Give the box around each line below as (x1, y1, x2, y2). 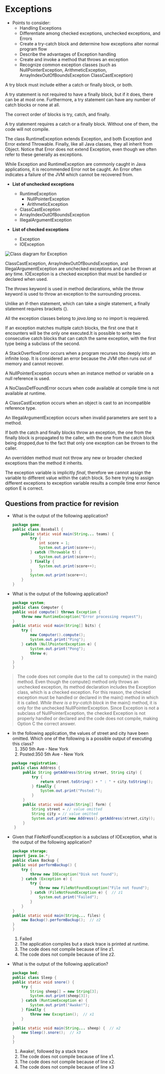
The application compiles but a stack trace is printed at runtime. (19, 941, 149, 947)
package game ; (12, 522, 41, 527)
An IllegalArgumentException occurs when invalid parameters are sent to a (5, 415, 157, 421)
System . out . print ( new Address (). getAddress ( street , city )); (31, 816, 155, 821)
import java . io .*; (12, 853, 50, 858)
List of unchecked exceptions (12, 181, 74, 187)
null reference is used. (5, 375, 51, 381)
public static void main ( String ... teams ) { (21, 532, 114, 537)
